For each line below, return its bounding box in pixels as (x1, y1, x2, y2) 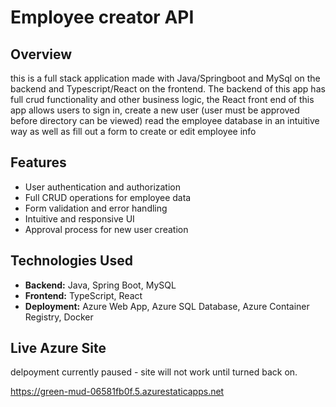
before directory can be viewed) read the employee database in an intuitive (10, 115, 320, 126)
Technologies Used (10, 252, 133, 270)
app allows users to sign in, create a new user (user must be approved (10, 104, 300, 116)
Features (10, 154, 67, 171)
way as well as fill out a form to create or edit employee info (10, 126, 257, 137)
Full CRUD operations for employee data (24, 191, 192, 203)
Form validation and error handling (24, 202, 168, 214)
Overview (10, 46, 73, 63)
